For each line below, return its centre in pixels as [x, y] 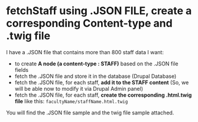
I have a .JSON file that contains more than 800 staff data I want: [85, 52]
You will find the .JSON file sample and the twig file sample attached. [90, 113]
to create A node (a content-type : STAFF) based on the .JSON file [96, 64]
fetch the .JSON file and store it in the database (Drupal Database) [95, 76]
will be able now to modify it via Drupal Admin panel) [79, 88]
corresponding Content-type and [89, 23]
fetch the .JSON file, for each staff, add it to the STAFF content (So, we [102, 82]
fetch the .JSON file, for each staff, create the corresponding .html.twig [103, 95]
